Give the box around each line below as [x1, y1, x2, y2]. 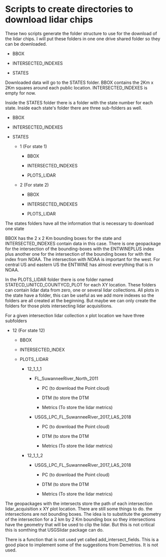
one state [5, 225, 25, 231]
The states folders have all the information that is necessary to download [5, 220, 154, 226]
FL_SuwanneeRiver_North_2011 [34, 375, 98, 381]
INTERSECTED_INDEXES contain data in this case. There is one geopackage [5, 240, 161, 246]
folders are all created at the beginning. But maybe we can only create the [5, 297, 157, 303]
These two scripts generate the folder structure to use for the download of [5, 30, 157, 36]
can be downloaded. [5, 41, 47, 47]
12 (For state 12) [12, 327, 46, 333]
